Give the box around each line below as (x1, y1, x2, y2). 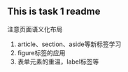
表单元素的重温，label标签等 (17, 57, 99, 66)
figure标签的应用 (17, 48, 66, 57)
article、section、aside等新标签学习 (17, 40, 122, 48)
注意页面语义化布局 (7, 24, 63, 34)
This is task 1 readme (7, 6, 101, 17)
